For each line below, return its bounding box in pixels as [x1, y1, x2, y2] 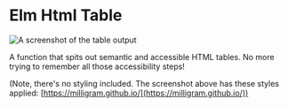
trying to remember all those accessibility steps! [9, 61, 185, 72]
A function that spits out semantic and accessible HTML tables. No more [9, 51, 275, 62]
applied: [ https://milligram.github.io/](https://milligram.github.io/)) [9, 88, 249, 98]
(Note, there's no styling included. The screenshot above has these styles [9, 78, 280, 88]
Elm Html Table [9, 5, 123, 26]
